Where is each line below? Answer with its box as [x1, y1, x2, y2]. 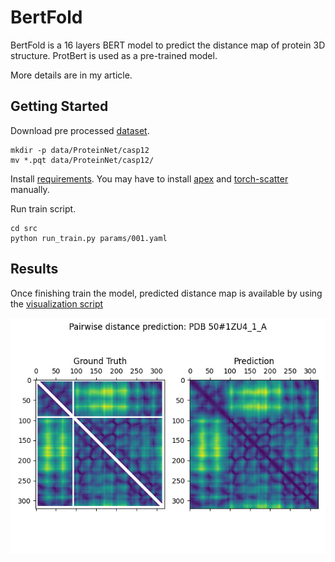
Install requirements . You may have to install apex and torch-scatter [10, 172, 289, 185]
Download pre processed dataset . [10, 124, 150, 136]
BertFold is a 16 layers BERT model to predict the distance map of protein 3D [10, 39, 326, 51]
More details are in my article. [10, 69, 133, 81]
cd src [10, 223, 38, 233]
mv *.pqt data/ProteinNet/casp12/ [10, 155, 155, 165]
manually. [10, 183, 50, 195]
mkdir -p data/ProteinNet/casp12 [10, 145, 150, 155]
